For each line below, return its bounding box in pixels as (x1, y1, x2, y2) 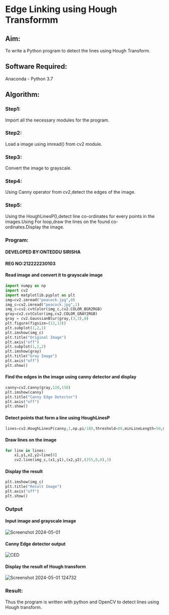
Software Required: (5, 62, 67, 71)
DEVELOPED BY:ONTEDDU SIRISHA (5, 249, 81, 255)
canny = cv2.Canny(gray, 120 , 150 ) (5, 385, 71, 390)
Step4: (5, 178, 23, 185)
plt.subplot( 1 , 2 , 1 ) (5, 325, 46, 330)
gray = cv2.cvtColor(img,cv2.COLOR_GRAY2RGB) (5, 311, 98, 316)
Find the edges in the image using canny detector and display (5, 374, 137, 380)
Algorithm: (5, 90, 40, 99)
